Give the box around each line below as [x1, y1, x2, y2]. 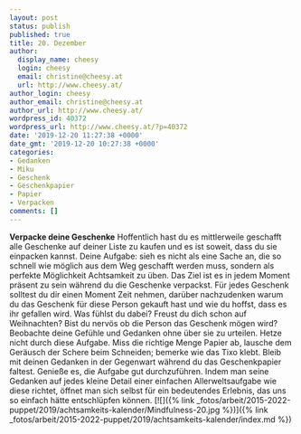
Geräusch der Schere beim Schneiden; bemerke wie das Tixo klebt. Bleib [9, 346, 282, 357]
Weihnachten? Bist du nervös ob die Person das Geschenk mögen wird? [9, 317, 278, 328]
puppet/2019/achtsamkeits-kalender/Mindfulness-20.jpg [9, 404, 221, 415]
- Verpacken [9, 198, 54, 208]
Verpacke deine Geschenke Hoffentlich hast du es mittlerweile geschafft [9, 231, 282, 242]
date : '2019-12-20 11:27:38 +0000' [9, 131, 144, 140]
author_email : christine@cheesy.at [9, 97, 144, 107]
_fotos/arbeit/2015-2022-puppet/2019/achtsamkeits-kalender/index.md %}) [9, 413, 292, 425]
